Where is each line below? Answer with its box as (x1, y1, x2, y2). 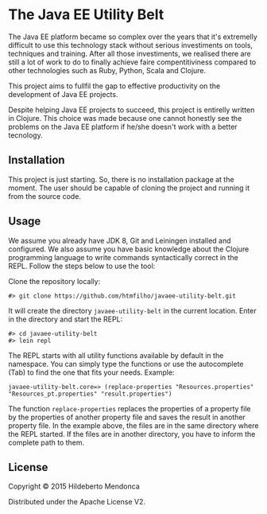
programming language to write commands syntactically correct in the (8, 252, 238, 262)
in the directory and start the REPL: (8, 314, 123, 324)
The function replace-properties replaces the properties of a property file (8, 403, 251, 413)
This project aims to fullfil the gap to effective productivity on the (8, 81, 221, 91)
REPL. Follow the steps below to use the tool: (8, 261, 156, 271)
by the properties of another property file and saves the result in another (8, 412, 246, 422)
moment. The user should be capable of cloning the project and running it (8, 183, 250, 193)
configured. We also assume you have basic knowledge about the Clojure (8, 244, 250, 254)
